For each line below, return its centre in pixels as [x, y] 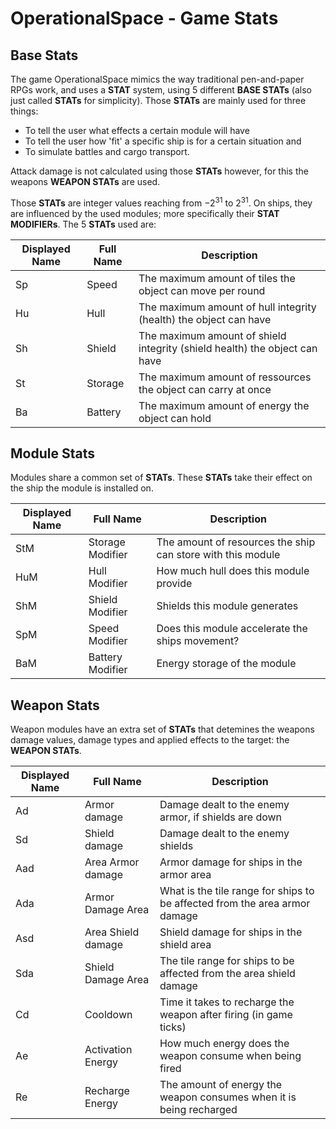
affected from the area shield [227, 974]
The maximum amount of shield [212, 335]
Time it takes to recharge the [227, 1002]
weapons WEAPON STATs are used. [85, 181]
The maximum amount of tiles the [217, 278]
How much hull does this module [233, 571]
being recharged [198, 1110]
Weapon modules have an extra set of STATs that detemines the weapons [162, 729]
